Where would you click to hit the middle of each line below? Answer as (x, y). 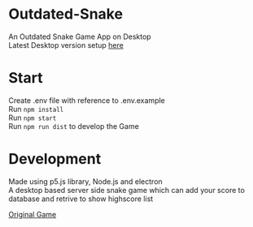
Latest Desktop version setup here (66, 45)
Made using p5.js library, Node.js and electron (85, 181)
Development (55, 159)
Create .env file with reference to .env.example (87, 100)
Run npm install (36, 109)
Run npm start (33, 118)
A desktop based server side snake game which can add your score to (127, 190)
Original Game (33, 214)
